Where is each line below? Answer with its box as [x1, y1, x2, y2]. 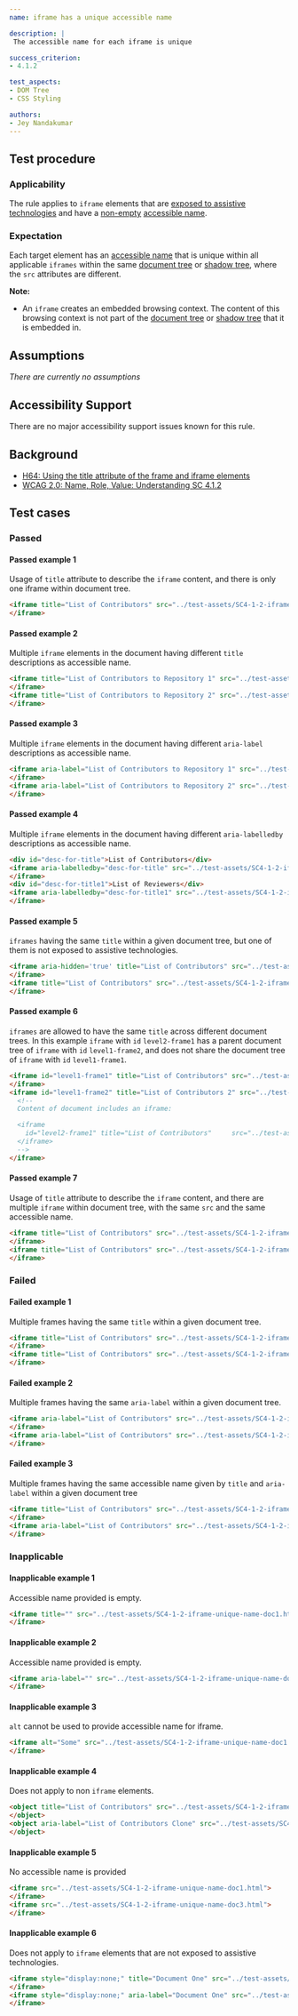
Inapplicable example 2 [9, 1636, 97, 1647]
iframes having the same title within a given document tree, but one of [9, 935, 272, 947]
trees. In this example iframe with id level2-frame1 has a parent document [9, 1035, 282, 1045]
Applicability [9, 178, 66, 190]
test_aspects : [9, 77, 62, 87]
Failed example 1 [9, 1296, 72, 1307]
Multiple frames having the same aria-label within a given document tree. [9, 1397, 282, 1408]
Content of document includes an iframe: [17, 1104, 173, 1114]
